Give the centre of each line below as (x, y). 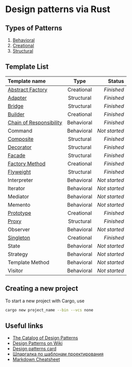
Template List (27, 67)
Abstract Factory (28, 90)
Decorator (20, 147)
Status (116, 81)
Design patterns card (35, 349)
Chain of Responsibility (35, 123)
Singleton (19, 237)
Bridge (16, 106)
